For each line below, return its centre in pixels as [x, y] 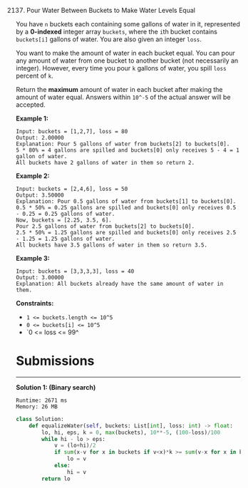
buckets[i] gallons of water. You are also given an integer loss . [109, 39]
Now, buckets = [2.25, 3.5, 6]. [64, 220]
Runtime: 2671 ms [42, 400]
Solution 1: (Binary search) [56, 387]
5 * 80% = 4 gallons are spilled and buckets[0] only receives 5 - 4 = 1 [128, 150]
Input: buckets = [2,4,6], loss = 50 [72, 189]
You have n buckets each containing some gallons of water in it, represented [128, 24]
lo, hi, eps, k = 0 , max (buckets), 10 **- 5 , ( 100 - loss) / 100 [131, 432]
